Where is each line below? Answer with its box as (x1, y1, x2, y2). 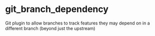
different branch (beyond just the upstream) (5, 25, 95, 31)
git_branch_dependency (5, 3, 109, 15)
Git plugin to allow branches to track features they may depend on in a (5, 20, 150, 26)
